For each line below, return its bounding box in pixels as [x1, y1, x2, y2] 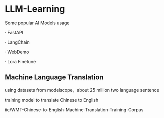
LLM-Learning [5, 3, 65, 15]
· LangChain [5, 39, 30, 45]
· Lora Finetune [5, 58, 36, 64]
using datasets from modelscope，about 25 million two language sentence [5, 87, 160, 93]
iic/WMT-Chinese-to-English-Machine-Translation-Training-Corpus [5, 106, 144, 113]
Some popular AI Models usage [5, 20, 70, 26]
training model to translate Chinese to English [5, 97, 99, 103]
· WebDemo [5, 49, 29, 55]
